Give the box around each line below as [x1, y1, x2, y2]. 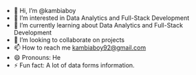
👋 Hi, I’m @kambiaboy [13, 7, 76, 14]
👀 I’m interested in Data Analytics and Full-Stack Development [13, 14, 190, 22]
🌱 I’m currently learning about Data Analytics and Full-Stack [13, 21, 184, 29]
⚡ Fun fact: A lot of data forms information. [13, 61, 135, 69]
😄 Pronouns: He [13, 54, 61, 61]
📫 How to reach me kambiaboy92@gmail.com [13, 43, 146, 52]
